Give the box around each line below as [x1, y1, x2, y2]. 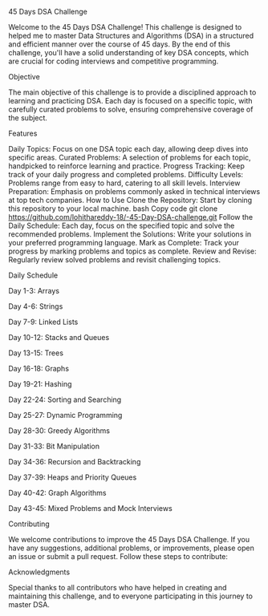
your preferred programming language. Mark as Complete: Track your [8, 238, 239, 247]
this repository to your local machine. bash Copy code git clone [8, 204, 218, 213]
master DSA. [8, 600, 51, 609]
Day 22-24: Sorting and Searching [8, 395, 122, 404]
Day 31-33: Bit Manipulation [8, 441, 100, 451]
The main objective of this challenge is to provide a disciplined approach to [8, 87, 257, 97]
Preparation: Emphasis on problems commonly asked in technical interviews [8, 187, 261, 196]
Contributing [8, 519, 50, 529]
